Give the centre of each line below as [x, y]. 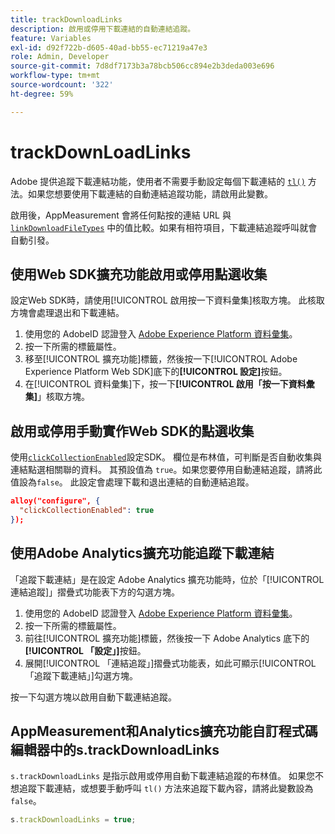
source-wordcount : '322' [62, 85]
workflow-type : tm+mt [55, 76]
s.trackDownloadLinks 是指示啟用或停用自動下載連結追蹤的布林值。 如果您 [163, 776]
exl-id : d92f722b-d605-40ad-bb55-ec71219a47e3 [109, 47]
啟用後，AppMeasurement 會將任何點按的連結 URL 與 [121, 215]
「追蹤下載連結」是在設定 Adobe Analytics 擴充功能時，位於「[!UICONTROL [167, 579]
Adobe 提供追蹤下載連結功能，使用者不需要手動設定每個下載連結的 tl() [158, 181]
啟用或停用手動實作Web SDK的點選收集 [132, 431]
